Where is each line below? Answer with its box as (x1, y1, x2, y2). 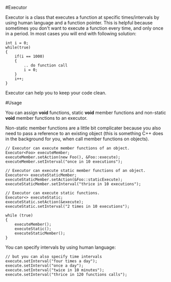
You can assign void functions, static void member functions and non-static (5, 110, 166, 116)
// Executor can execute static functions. (5, 190, 100, 196)
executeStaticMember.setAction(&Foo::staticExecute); (5, 177, 123, 182)
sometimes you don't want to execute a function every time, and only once (5, 25, 163, 31)
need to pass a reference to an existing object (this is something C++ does (5, 131, 163, 136)
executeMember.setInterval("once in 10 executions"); (5, 159, 123, 164)
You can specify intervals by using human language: (5, 244, 116, 250)
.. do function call (24, 63, 68, 68)
